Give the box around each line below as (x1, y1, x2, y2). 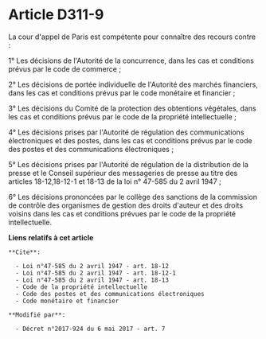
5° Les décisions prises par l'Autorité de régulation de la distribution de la (8, 159, 249, 169)
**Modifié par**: (8, 310, 66, 319)
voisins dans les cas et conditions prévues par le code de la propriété (8, 208, 237, 218)
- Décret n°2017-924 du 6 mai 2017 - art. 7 (15, 325, 166, 333)
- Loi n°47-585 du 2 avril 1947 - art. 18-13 (15, 276, 170, 284)
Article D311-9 (8, 6, 104, 24)
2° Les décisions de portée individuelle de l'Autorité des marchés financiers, (8, 80, 259, 89)
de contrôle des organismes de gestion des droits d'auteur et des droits (8, 201, 244, 210)
